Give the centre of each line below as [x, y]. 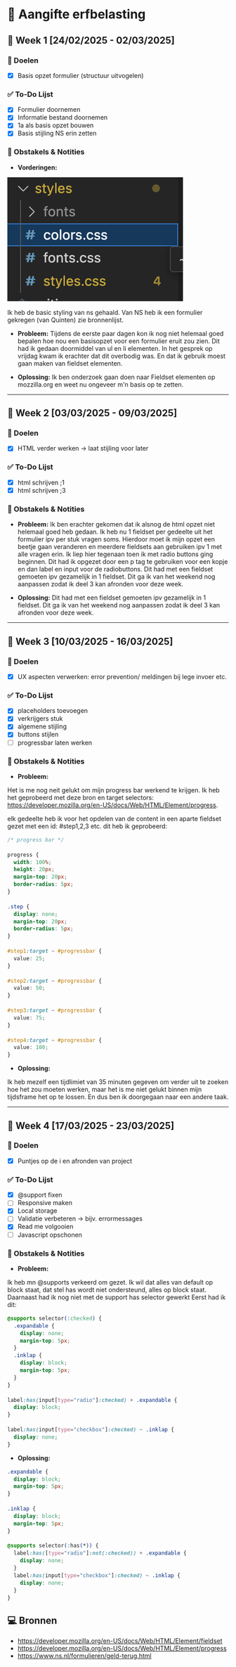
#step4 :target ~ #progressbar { [54, 1040]
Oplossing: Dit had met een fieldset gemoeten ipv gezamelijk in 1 [111, 598]
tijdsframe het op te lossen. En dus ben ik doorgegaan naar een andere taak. [118, 1097]
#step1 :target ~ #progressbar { [54, 951]
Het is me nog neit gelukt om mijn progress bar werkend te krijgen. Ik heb [113, 790]
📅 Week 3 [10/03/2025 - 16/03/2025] [90, 642]
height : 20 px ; [34, 870]
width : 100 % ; [33, 862]
